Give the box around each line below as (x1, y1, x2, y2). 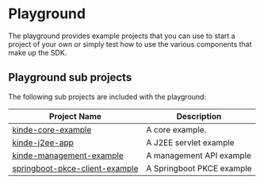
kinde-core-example (12, 124, 92, 135)
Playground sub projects (8, 71, 132, 84)
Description (176, 110, 222, 121)
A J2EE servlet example (146, 136, 235, 148)
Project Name (48, 110, 101, 121)
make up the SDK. (8, 48, 67, 57)
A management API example (146, 150, 251, 161)
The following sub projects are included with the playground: (8, 92, 207, 102)
